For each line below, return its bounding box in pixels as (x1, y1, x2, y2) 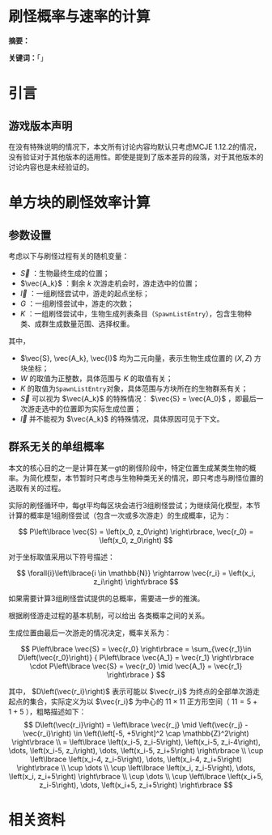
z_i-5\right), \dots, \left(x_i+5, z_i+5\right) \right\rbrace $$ (39, 780, 233, 790)
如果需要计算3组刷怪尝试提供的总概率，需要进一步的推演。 (8, 593, 205, 603)
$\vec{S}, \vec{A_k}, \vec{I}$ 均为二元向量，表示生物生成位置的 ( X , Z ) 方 (19, 353, 261, 362)
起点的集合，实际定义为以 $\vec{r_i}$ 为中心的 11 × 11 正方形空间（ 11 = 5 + (8, 697, 258, 706)
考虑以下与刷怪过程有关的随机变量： (8, 251, 130, 261)
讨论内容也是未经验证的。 (8, 162, 94, 172)
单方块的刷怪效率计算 (8, 193, 151, 212)
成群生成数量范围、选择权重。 (34, 319, 134, 328)
